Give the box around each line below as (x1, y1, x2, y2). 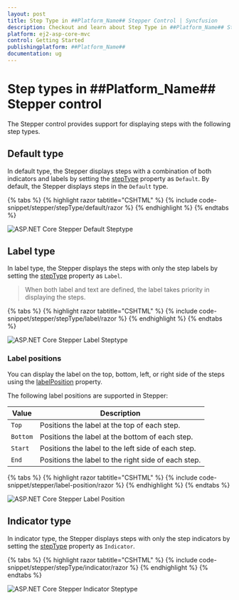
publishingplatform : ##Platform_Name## (7, 43, 126, 51)
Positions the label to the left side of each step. (40, 443, 196, 453)
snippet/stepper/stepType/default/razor (7, 203, 123, 212)
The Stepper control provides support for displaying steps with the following (7, 119, 231, 128)
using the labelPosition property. (7, 377, 103, 386)
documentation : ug (7, 51, 62, 58)
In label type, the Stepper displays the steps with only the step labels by (7, 264, 218, 273)
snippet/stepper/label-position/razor (7, 480, 114, 489)
